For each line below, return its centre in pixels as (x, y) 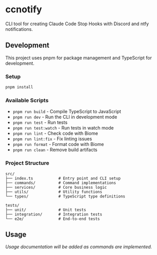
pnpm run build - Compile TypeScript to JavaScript (67, 112)
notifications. (19, 29)
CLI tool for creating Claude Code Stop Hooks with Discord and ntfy (77, 24)
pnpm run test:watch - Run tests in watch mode (63, 128)
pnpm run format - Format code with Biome (58, 144)
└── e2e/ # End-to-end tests (53, 219)
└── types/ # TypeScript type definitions (65, 196)
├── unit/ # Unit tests (46, 210)
